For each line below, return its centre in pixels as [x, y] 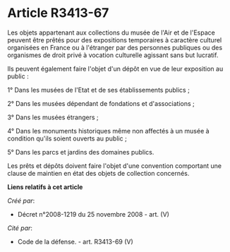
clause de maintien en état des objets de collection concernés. [98, 173]
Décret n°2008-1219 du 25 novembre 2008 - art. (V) [93, 214]
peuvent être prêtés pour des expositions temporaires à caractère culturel [115, 40]
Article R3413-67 [58, 13]
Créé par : [21, 200]
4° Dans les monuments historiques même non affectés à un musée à [108, 131]
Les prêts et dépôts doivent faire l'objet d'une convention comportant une [115, 166]
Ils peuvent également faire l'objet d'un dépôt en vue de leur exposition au [115, 68]
